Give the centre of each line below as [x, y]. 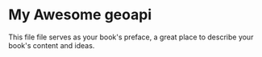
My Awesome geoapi [80, 15]
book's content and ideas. [52, 45]
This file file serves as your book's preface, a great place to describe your [131, 37]
